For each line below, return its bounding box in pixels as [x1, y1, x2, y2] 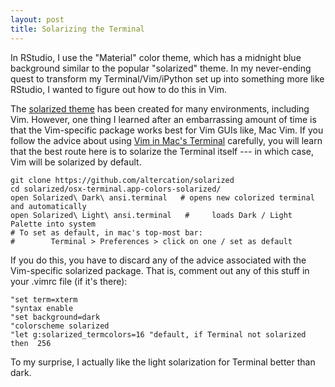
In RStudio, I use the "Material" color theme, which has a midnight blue [10, 51, 302, 63]
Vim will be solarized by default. [10, 156, 142, 168]
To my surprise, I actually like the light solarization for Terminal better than [10, 356, 316, 368]
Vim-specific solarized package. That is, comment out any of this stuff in [10, 264, 310, 276]
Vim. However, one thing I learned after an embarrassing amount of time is [10, 113, 317, 125]
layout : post [10, 14, 65, 25]
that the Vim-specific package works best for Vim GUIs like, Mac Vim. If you [10, 124, 324, 136]
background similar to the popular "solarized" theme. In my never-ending [10, 62, 312, 74]
